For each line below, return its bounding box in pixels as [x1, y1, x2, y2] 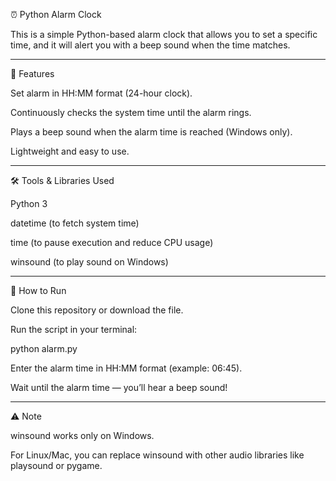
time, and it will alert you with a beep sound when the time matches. [10, 39, 291, 51]
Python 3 [10, 198, 48, 209]
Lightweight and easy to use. [10, 145, 130, 157]
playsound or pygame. [10, 460, 103, 471]
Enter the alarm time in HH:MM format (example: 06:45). [10, 362, 243, 374]
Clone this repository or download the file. [10, 304, 184, 316]
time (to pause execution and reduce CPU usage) [10, 237, 214, 248]
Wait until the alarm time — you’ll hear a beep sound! [10, 382, 228, 393]
